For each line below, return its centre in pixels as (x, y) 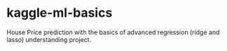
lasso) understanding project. (49, 39)
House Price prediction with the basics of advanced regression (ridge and (113, 32)
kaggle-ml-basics (60, 13)
